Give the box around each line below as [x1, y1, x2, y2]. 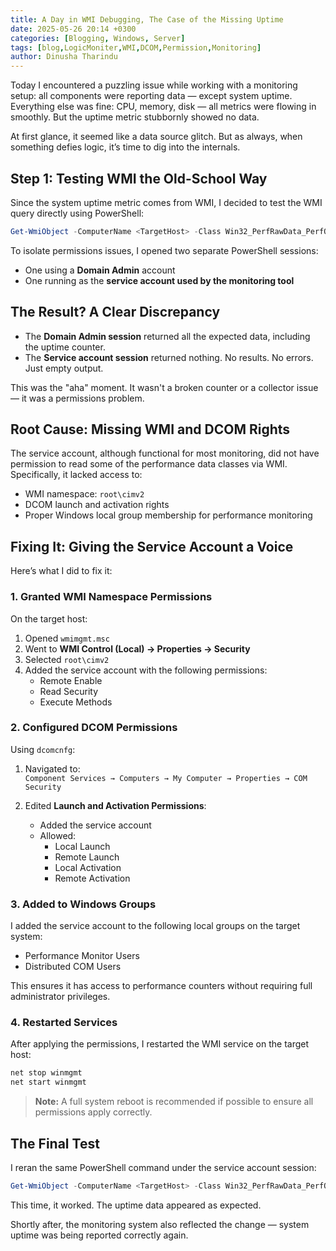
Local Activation [54, 861, 122, 873]
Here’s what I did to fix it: [10, 565, 113, 577]
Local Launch [54, 840, 111, 852]
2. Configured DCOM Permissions [10, 721, 178, 735]
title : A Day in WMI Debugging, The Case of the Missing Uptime [10, 14, 284, 25]
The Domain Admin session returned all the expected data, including [24, 330, 311, 342]
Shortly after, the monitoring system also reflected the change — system [10, 1218, 310, 1230]
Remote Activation [54, 872, 131, 884]
